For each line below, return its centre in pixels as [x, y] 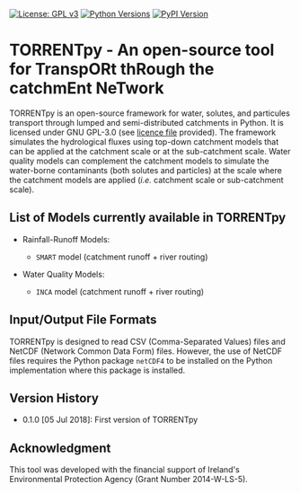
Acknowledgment [60, 448]
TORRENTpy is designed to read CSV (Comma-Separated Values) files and [147, 341]
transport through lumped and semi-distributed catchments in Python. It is [147, 122]
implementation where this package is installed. [97, 370]
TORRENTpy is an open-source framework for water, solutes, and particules [150, 113]
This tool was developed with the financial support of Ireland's [125, 470]
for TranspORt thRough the [112, 70]
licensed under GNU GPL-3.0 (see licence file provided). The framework [143, 132]
